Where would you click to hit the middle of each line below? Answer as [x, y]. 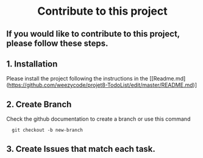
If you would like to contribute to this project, [93, 34]
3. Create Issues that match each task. [81, 149]
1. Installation [32, 64]
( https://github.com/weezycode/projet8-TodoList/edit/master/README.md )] [101, 85]
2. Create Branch [39, 104]
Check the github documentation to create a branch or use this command [98, 119]
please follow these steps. [57, 43]
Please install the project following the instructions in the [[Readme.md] [96, 79]
